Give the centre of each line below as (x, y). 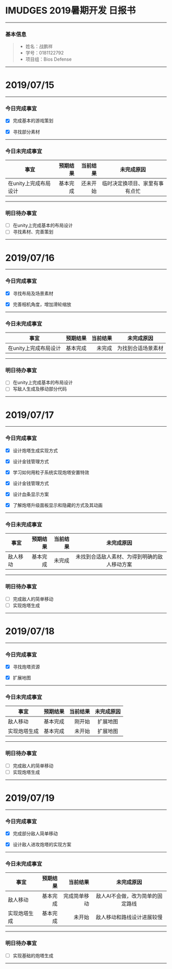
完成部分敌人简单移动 (35, 834)
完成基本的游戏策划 (33, 121)
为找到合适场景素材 (140, 348)
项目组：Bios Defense (48, 59)
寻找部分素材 (26, 132)
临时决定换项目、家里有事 (133, 183)
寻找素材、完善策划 (33, 232)
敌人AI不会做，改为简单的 (127, 896)
